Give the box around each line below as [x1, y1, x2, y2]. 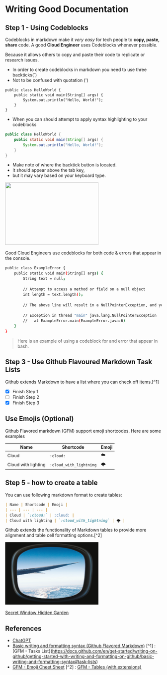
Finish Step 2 [12, 394, 40, 400]
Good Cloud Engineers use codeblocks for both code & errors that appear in [5, 250, 162, 256]
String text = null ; [23, 276, 66, 281]
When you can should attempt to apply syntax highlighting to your [12, 116, 148, 122]
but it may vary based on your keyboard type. [12, 172, 106, 178]
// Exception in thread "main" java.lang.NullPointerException [23, 313, 157, 318]
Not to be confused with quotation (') [12, 77, 88, 83]
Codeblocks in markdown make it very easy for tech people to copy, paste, [5, 36, 160, 42]
